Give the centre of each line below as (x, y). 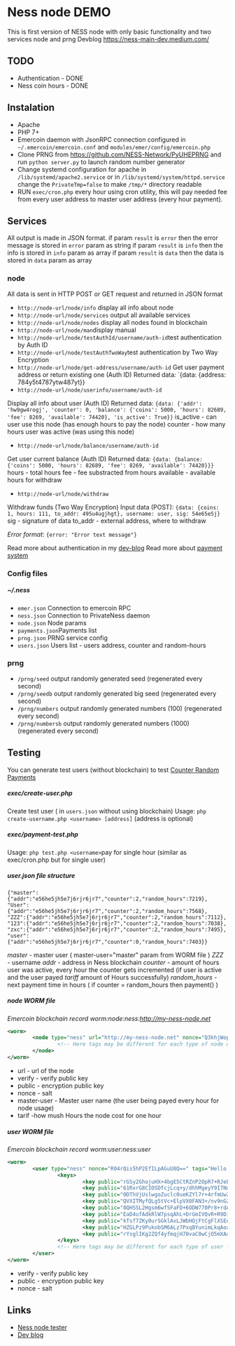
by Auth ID (33, 345)
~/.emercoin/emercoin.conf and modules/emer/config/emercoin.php (114, 147)
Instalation (31, 108)
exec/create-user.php (40, 793)
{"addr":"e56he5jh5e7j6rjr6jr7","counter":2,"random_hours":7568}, (108, 911)
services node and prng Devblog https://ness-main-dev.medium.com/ (108, 39)
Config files (28, 573)
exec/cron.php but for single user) (57, 860)
